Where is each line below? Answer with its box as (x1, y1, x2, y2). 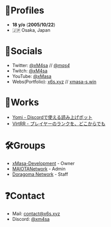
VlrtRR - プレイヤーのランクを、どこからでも (12, 120, 105, 127)
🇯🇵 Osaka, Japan (12, 27, 50, 33)
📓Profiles (5, 5, 44, 16)
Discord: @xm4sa (12, 216, 50, 222)
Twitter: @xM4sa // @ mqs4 (12, 62, 70, 68)
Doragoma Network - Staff (12, 171, 68, 177)
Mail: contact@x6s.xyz (12, 210, 61, 217)
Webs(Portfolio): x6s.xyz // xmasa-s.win (12, 78, 97, 85)
